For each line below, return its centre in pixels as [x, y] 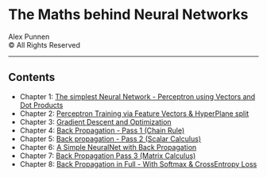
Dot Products [41, 105]
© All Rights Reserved [44, 44]
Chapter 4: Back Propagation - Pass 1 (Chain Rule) [102, 130]
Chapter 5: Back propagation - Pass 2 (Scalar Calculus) [110, 139]
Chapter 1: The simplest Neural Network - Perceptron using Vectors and [137, 96]
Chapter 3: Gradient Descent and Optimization [96, 121]
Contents [32, 77]
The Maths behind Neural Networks [128, 15]
